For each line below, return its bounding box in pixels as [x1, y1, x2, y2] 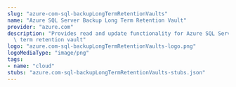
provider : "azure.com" [7, 23, 74, 30]
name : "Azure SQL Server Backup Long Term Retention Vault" [7, 17, 188, 24]
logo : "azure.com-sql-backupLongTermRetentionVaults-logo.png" [7, 43, 197, 50]
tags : [7, 56, 23, 63]
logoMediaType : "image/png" [7, 50, 90, 57]
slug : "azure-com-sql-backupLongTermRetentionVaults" [7, 10, 169, 18]
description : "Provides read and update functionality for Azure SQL [7, 29, 216, 37]
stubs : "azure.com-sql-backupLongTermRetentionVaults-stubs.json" [7, 69, 206, 76]
